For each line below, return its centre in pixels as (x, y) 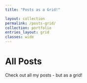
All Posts (24, 62)
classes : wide (20, 37)
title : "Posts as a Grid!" (33, 10)
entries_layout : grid (27, 33)
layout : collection (25, 19)
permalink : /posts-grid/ (30, 23)
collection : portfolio (28, 28)
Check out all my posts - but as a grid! (44, 75)
